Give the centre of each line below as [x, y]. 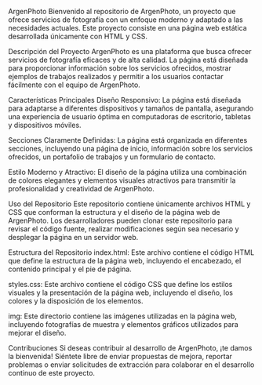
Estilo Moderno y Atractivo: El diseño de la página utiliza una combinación [127, 172]
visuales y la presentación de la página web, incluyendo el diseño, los [121, 292]
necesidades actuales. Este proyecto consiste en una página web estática [127, 28]
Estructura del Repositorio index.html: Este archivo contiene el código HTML [131, 252]
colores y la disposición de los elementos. [76, 301]
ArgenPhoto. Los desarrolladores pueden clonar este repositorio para [120, 220]
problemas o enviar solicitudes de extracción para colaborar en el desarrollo [131, 365]
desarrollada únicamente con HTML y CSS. [78, 36]
